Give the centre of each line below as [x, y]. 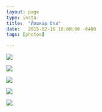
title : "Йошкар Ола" [34, 23]
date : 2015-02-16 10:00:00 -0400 [51, 29]
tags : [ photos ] [25, 35]
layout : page [23, 12]
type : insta [21, 18]
